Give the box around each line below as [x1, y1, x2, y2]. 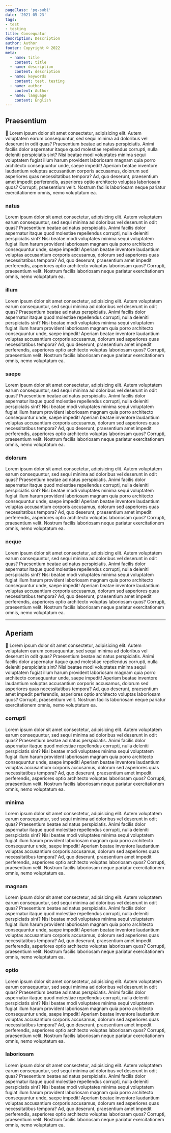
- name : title [10, 55, 40, 60]
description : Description [5, 36, 60, 41]
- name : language [10, 93, 47, 98]
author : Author [5, 41, 38, 46]
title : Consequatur [5, 31, 47, 36]
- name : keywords [10, 74, 47, 79]
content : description [14, 69, 60, 74]
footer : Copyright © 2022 [5, 45, 60, 51]
